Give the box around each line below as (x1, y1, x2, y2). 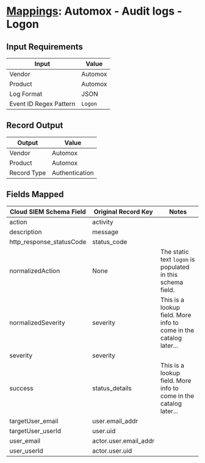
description (9, 228, 42, 236)
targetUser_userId (9, 426, 62, 435)
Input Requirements (6, 41, 84, 52)
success (9, 384, 34, 392)
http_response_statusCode (9, 237, 87, 246)
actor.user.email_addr (92, 436, 154, 445)
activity (92, 218, 113, 226)
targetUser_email (9, 417, 59, 425)
